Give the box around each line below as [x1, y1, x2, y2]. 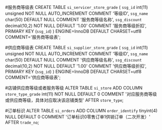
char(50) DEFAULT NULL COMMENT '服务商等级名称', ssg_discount [5, 17, 142, 22]
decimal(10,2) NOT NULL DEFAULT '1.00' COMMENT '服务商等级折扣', [5, 23, 147, 29]
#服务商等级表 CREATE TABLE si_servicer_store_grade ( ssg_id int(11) [5, 4, 148, 10]
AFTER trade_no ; [5, 120, 39, 125]
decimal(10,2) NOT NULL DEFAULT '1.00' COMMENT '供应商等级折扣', [5, 63, 147, 69]
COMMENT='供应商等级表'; [5, 74, 61, 80]
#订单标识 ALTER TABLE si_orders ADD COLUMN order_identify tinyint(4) [5, 108, 158, 113]
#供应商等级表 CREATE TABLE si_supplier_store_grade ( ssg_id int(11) [5, 45, 148, 50]
